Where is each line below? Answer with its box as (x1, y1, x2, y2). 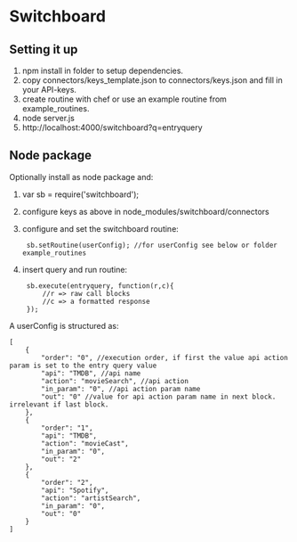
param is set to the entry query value (9, 361, 157, 370)
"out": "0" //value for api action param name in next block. (41, 392, 277, 401)
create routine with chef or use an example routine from (21, 94, 227, 104)
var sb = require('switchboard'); (21, 189, 140, 200)
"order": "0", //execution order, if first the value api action (41, 353, 289, 362)
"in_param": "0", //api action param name (41, 384, 201, 393)
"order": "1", (41, 423, 93, 432)
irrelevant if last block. (9, 399, 109, 409)
